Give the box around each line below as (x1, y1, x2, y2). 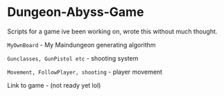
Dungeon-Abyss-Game (7, 4, 144, 20)
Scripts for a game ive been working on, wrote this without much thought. (7, 27, 218, 35)
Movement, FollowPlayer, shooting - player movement (7, 67, 163, 76)
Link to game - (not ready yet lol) (7, 81, 101, 89)
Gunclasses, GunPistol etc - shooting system (7, 54, 139, 63)
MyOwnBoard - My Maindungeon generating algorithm (7, 40, 156, 49)
